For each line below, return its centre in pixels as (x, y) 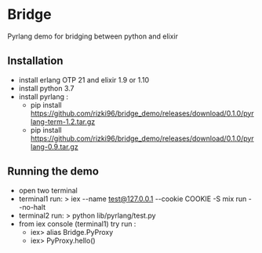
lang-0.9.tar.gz (55, 146)
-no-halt (32, 207)
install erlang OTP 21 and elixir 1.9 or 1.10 (84, 79)
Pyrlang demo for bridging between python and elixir (93, 36)
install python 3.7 (47, 88)
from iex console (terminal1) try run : (77, 224)
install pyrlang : (43, 97)
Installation (35, 61)
